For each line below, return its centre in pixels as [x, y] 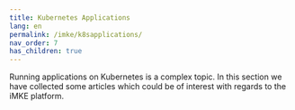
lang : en [26, 26]
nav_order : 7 [34, 43]
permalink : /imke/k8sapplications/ [76, 34]
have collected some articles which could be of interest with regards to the [147, 87]
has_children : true [46, 51]
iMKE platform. [37, 96]
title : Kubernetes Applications [70, 18]
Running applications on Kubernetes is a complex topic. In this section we [146, 77]
